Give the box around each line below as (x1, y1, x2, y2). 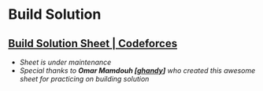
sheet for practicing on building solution (19, 75, 150, 83)
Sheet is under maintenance (19, 57, 112, 67)
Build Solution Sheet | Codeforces (8, 37, 178, 50)
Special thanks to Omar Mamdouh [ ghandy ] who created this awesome (19, 66, 256, 75)
